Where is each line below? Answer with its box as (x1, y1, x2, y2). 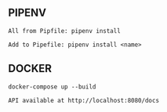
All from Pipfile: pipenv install (8, 27, 122, 34)
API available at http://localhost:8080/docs (8, 96, 159, 104)
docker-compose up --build (8, 82, 96, 91)
